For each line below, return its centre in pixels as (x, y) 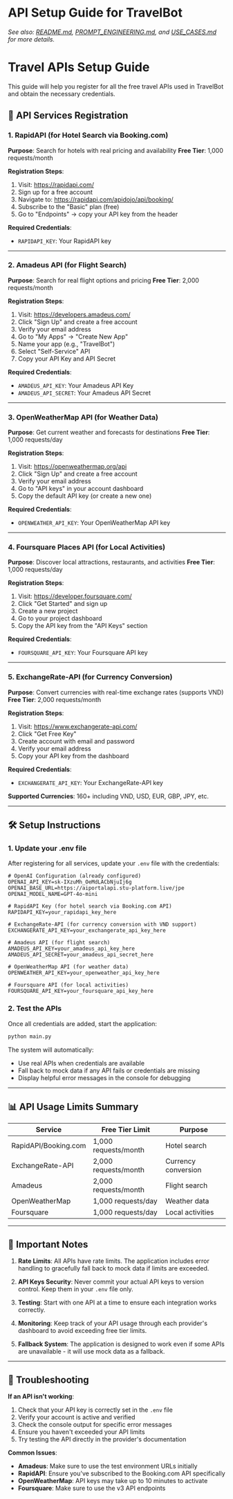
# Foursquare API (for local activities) (68, 985)
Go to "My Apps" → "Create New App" (73, 336)
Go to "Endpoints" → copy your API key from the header (98, 214)
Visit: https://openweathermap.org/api (72, 467)
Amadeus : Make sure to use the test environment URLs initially (108, 1466)
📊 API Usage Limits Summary (73, 1107)
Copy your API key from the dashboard (73, 755)
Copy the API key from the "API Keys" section (83, 626)
